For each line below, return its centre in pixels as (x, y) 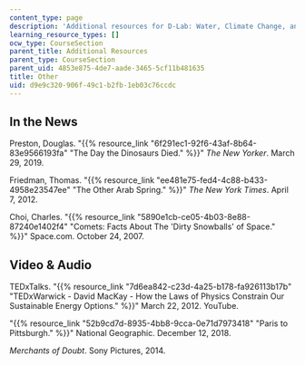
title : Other (34, 77)
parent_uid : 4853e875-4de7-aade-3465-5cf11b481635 (107, 69)
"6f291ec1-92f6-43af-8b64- (203, 144)
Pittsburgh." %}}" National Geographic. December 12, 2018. (120, 333)
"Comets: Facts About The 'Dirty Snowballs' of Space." (172, 226)
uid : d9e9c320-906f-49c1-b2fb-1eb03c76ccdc (93, 85)
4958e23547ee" (40, 190)
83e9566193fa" (39, 153)
